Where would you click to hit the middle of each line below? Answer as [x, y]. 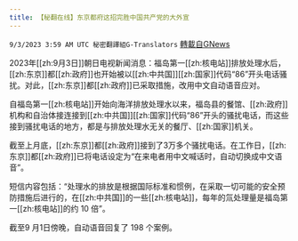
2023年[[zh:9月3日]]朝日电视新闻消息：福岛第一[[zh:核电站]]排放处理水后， [148, 62]
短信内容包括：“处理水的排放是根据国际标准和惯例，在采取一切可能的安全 [144, 186]
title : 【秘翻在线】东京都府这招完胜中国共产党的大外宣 [99, 17]
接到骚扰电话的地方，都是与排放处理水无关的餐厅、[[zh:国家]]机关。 [133, 126]
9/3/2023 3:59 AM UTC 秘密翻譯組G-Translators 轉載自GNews [120, 44]
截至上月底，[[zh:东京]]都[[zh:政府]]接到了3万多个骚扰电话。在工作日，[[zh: [148, 145]
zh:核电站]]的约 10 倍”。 [67, 208]
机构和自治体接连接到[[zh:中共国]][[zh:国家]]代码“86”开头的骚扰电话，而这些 [149, 115]
